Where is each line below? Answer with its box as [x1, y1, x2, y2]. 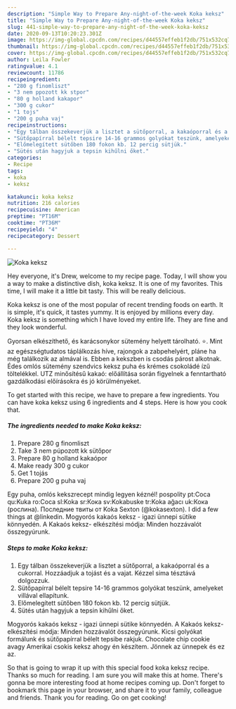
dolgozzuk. [17, 577, 51, 585]
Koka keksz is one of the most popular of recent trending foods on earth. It [7, 300, 223, 308]
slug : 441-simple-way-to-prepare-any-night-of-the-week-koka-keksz [7, 23, 209, 30]
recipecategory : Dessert [7, 232, 80, 239]
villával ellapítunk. [17, 591, 70, 600]
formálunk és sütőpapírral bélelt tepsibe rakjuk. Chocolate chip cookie [7, 635, 211, 644]
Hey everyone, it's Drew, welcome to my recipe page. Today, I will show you [7, 272, 227, 280]
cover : [7, 50, 27, 57]
